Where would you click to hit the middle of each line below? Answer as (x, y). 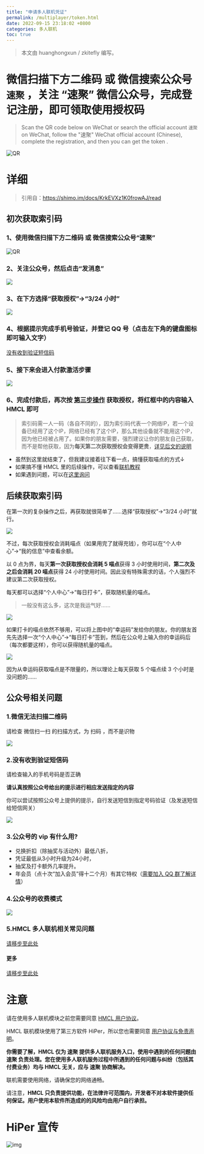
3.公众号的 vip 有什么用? (42, 836)
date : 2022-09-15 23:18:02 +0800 (49, 23)
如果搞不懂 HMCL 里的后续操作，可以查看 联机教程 (78, 467)
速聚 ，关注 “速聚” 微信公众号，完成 (94, 95)
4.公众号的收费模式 (34, 899)
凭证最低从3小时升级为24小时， (55, 859)
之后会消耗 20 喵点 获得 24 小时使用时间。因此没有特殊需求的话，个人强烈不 (101, 571)
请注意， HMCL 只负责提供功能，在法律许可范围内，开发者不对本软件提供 (97, 1093)
